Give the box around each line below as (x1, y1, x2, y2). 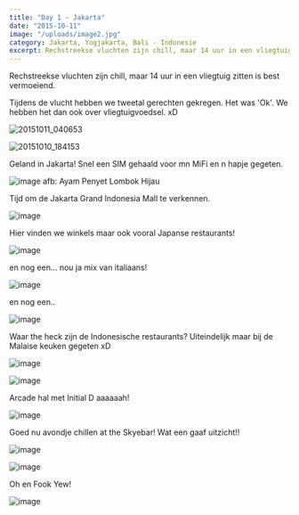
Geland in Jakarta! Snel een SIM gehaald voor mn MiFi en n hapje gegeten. (9, 159, 283, 169)
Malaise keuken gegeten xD (9, 340, 111, 352)
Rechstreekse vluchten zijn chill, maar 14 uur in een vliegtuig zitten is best (9, 70, 280, 81)
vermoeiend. (9, 80, 56, 91)
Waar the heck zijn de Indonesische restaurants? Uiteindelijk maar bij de (9, 331, 273, 342)
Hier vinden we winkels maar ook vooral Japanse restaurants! (9, 228, 236, 239)
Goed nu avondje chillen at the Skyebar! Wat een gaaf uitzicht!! (9, 427, 240, 437)
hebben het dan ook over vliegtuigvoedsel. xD (9, 107, 178, 118)
